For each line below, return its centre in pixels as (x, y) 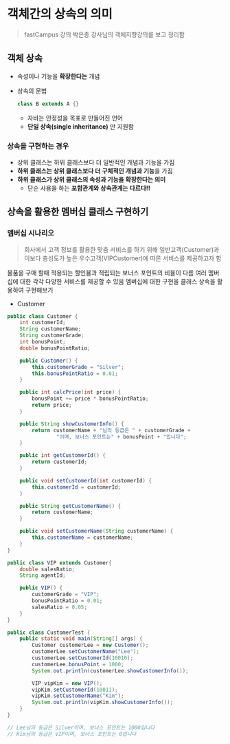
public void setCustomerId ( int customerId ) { (86, 480)
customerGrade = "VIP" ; (66, 595)
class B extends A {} (48, 104)
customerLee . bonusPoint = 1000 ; (78, 664)
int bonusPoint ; (43, 342)
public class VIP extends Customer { (59, 563)
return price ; (52, 405)
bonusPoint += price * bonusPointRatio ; (90, 399)
